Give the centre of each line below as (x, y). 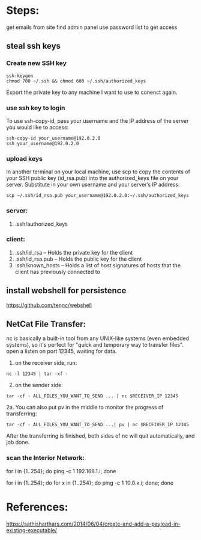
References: (37, 507)
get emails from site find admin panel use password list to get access (92, 27)
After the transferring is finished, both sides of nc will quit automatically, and (100, 436)
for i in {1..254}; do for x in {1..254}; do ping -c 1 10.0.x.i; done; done (90, 483)
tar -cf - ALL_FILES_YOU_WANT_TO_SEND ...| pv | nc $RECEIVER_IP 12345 (97, 425)
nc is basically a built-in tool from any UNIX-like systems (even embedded (98, 338)
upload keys (25, 158)
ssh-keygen (20, 76)
